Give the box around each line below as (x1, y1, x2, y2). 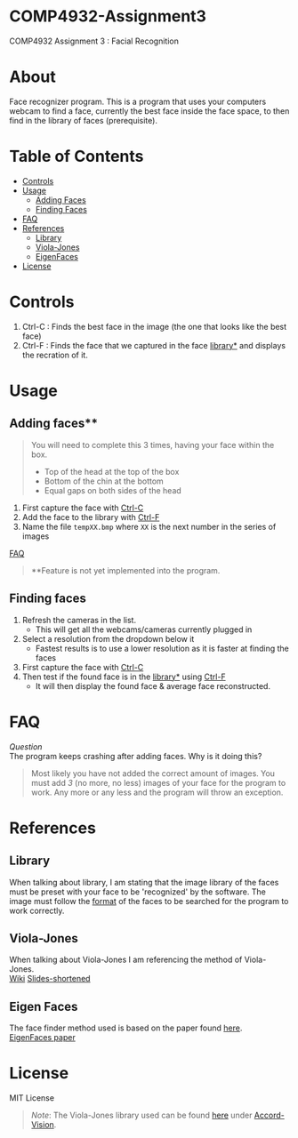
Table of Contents (9, 147, 144, 166)
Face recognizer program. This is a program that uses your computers (9, 96, 267, 107)
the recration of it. (21, 349, 89, 360)
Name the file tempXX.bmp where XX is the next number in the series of (21, 521, 277, 532)
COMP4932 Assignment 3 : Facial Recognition (9, 36, 180, 46)
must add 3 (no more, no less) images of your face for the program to (30, 777, 286, 788)
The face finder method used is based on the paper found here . (9, 1022, 243, 1033)
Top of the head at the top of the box (44, 466, 180, 477)
